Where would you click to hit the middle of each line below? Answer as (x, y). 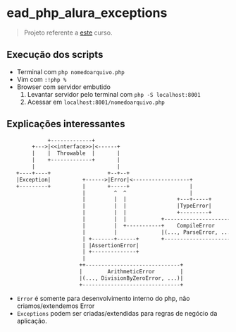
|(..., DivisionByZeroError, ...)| (131, 278)
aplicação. (32, 321)
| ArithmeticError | (131, 272)
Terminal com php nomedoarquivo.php (70, 71)
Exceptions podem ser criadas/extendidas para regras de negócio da (117, 313)
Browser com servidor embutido (63, 87)
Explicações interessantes (66, 124)
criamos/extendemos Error (56, 306)
